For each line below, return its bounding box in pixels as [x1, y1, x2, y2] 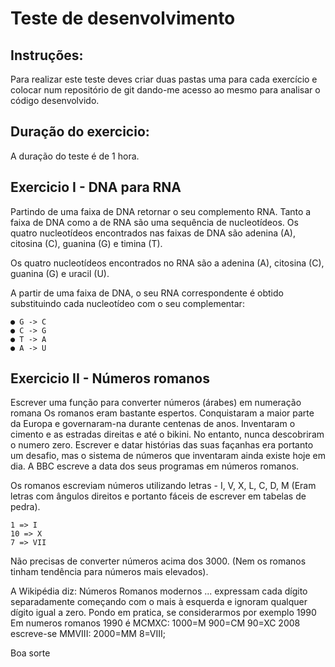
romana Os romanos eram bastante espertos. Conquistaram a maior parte [10, 407, 315, 419]
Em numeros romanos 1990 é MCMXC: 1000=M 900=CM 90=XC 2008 [10, 617, 301, 629]
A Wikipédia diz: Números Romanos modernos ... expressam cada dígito [10, 585, 308, 597]
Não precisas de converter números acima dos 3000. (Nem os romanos [10, 555, 307, 567]
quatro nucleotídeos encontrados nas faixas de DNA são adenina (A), [10, 227, 296, 239]
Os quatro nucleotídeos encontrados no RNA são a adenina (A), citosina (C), [10, 257, 325, 269]
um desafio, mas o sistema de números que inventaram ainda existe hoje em [10, 450, 327, 462]
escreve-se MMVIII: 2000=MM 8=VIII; [10, 628, 167, 640]
